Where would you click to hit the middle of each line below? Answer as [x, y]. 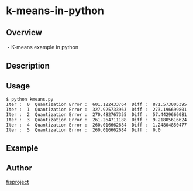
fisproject [18, 182]
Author [19, 168]
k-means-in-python [55, 11]
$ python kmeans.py [30, 100]
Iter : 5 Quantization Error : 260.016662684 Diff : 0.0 [83, 130]
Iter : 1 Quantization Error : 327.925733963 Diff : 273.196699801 [96, 110]
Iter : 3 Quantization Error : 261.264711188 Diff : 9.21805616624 [96, 120]
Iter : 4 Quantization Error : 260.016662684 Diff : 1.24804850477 [96, 125]
